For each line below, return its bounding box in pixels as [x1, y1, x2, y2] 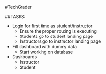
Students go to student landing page [19, 34, 93, 39]
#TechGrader [5, 4, 32, 10]
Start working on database [19, 49, 73, 55]
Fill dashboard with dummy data [12, 44, 77, 49]
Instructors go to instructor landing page [19, 38, 101, 44]
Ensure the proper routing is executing [19, 28, 97, 34]
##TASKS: [5, 14, 26, 19]
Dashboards [12, 54, 37, 60]
